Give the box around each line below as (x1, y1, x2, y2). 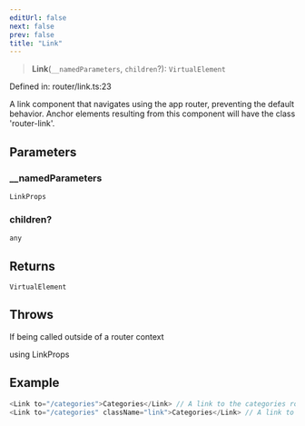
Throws (9, 307, 54, 322)
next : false (9, 22, 54, 31)
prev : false (9, 30, 54, 39)
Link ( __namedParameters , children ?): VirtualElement (31, 64, 226, 74)
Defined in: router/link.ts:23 (9, 81, 112, 92)
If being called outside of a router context (9, 331, 165, 342)
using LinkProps (9, 349, 70, 360)
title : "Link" (9, 38, 64, 48)
